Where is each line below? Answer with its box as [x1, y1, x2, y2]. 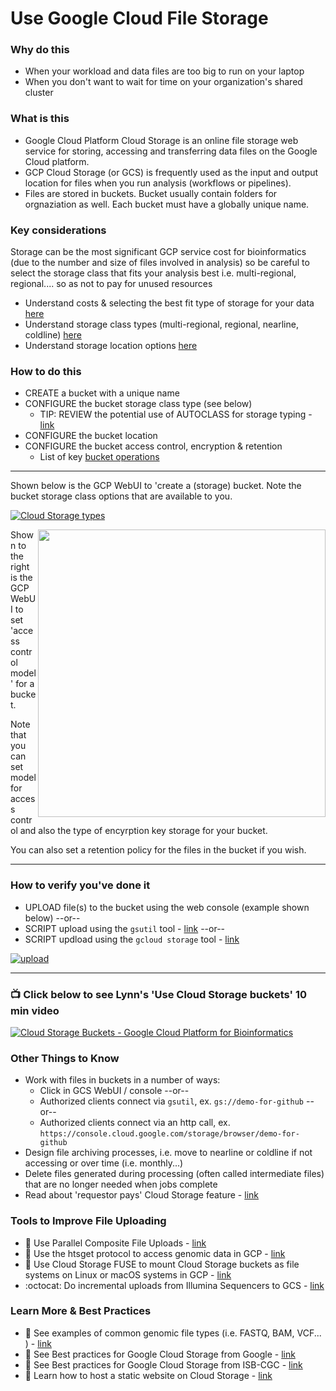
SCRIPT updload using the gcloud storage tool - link [24, 933, 240, 945]
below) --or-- [24, 912, 81, 924]
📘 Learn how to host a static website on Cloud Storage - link [24, 1369, 273, 1381]
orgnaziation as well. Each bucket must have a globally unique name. [24, 198, 310, 210]
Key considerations [10, 223, 107, 237]
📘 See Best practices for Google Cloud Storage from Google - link [24, 1348, 296, 1360]
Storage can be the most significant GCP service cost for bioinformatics [10, 246, 307, 258]
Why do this [10, 43, 70, 57]
